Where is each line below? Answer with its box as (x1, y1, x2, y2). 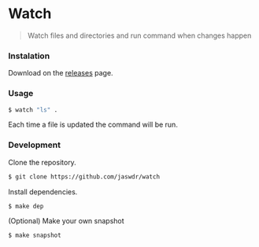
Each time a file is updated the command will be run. (8, 120, 179, 130)
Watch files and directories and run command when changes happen (27, 31, 252, 40)
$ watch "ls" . (8, 105, 58, 114)
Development (8, 139, 61, 150)
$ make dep (8, 202, 44, 210)
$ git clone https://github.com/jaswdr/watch (8, 172, 160, 181)
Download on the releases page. (8, 68, 113, 78)
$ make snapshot (8, 231, 61, 240)
